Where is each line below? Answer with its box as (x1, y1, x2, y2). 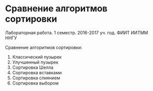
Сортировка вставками (12, 69, 62, 75)
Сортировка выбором (12, 80, 59, 86)
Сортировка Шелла (12, 64, 53, 70)
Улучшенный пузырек (12, 59, 59, 65)
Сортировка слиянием (12, 75, 60, 81)
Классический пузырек (12, 54, 62, 60)
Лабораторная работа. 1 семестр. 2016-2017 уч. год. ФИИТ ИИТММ (5, 30, 148, 35)
